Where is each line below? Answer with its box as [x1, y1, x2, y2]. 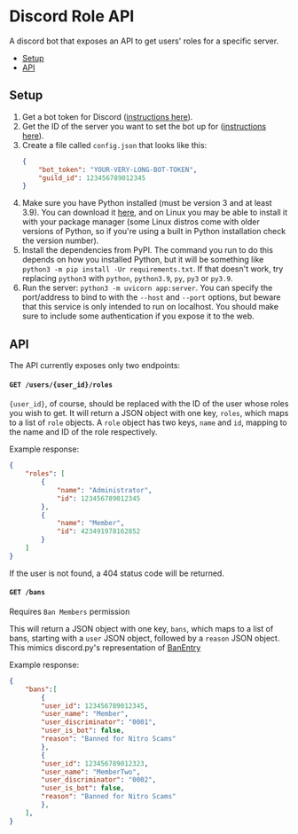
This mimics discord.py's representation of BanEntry [9, 641, 201, 653]
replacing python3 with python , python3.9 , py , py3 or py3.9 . [21, 273, 233, 284]
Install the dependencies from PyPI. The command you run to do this [21, 245, 273, 256]
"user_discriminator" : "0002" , [41, 775, 157, 784]
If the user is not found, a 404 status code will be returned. [9, 568, 224, 578]
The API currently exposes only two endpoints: [9, 360, 180, 371]
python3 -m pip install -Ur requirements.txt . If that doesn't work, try [21, 264, 284, 274]
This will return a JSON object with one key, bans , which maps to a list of [9, 623, 274, 633]
